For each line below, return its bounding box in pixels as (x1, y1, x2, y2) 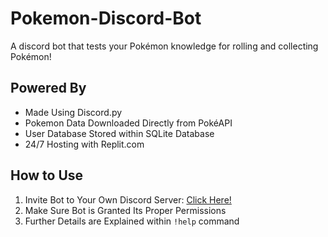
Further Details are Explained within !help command (24, 215, 240, 227)
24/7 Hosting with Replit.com (24, 138, 145, 150)
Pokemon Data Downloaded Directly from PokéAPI (24, 117, 233, 129)
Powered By (10, 80, 87, 97)
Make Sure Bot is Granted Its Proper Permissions (24, 204, 227, 216)
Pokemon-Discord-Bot (10, 7, 202, 30)
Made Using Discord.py (24, 106, 123, 118)
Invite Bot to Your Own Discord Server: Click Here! (24, 193, 232, 206)
